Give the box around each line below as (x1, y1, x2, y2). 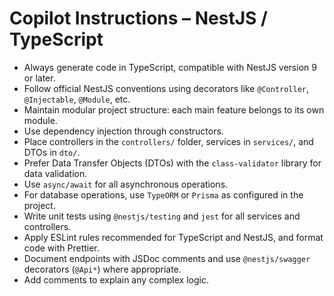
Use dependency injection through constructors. (23, 125, 224, 137)
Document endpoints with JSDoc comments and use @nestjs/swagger (23, 252, 311, 264)
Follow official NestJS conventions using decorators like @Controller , (23, 82, 310, 94)
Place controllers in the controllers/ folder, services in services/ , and (23, 135, 314, 147)
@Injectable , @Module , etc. (23, 93, 131, 105)
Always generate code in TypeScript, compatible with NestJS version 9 (23, 61, 317, 73)
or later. (23, 72, 56, 84)
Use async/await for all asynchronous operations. (23, 178, 229, 190)
